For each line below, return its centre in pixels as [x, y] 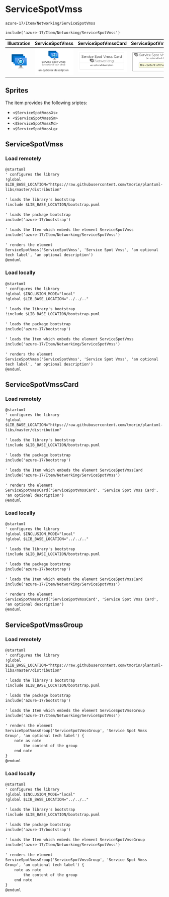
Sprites [17, 91]
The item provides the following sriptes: [46, 103]
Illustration [19, 43]
